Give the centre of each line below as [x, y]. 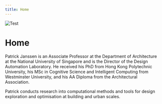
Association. [17, 82]
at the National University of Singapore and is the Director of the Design [77, 61]
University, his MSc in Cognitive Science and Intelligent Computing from [77, 72]
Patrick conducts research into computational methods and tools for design [80, 91]
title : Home [17, 9]
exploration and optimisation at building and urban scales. [63, 96]
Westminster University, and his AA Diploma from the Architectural [71, 77]
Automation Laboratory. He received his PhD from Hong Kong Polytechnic [79, 66]
